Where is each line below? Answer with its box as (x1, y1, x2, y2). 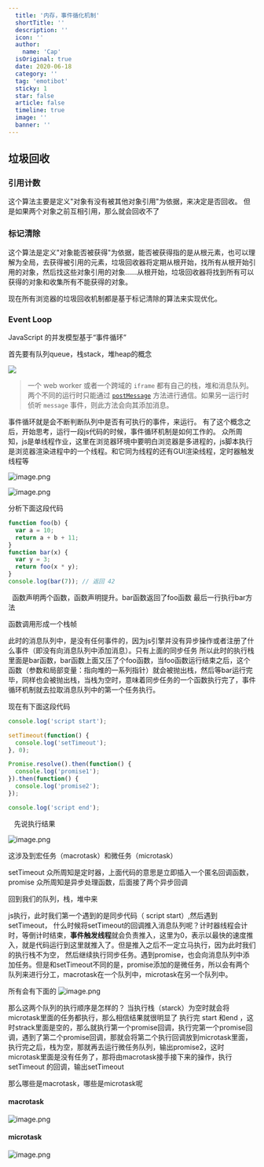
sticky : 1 (15, 84, 47, 93)
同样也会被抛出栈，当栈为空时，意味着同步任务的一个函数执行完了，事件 (21, 675, 256, 684)
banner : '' (15, 121, 51, 129)
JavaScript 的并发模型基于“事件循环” (8, 333, 127, 342)
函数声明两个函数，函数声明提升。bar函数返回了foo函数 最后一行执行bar (11, 592, 246, 602)
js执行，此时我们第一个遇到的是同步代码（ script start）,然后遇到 (8, 910, 218, 920)
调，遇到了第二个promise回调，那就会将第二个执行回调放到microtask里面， (8, 1032, 252, 1041)
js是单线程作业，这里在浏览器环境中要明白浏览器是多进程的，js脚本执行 (21, 437, 253, 446)
